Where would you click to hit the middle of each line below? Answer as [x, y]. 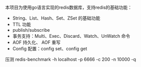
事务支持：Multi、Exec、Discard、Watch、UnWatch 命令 [71, 36]
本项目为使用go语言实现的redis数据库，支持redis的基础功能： [69, 7]
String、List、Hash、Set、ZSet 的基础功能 [56, 18]
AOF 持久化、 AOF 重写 [36, 42]
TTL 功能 [22, 24]
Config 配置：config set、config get [50, 49]
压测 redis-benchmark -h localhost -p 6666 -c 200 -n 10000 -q [71, 59]
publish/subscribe [31, 30]
